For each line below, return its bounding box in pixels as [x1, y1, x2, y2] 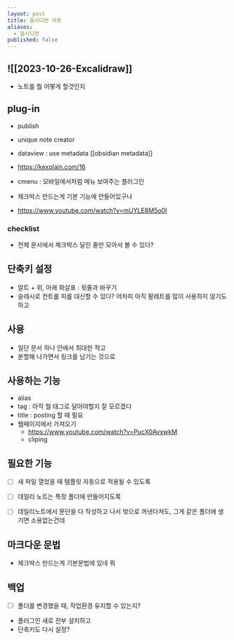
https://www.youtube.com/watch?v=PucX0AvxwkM [27, 427, 178, 437]
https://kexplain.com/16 [17, 163, 86, 171]
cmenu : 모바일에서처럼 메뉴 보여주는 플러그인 [17, 177, 145, 185]
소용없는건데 [30, 516, 65, 525]
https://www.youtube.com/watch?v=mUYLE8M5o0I [17, 206, 167, 215]
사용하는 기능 [7, 375, 61, 387]
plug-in [7, 103, 40, 115]
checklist [7, 223, 40, 233]
